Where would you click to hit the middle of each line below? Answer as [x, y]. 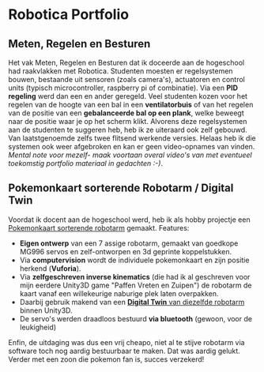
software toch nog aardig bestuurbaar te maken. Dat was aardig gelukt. [124, 351]
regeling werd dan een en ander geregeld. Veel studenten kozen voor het [128, 96]
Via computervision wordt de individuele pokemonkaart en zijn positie [134, 260]
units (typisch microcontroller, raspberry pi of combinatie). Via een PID [123, 88]
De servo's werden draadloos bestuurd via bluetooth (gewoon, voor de [136, 318]
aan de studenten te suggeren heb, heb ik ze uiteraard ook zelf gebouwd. [128, 130]
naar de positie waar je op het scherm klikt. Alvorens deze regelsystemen [128, 121]
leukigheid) [38, 327]
